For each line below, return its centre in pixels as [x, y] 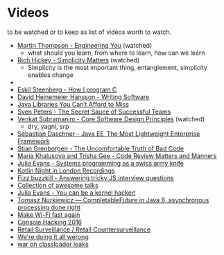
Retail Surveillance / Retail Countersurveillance [84, 229]
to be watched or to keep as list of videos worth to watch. [89, 32]
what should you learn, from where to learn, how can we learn [116, 53]
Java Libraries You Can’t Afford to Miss [73, 104]
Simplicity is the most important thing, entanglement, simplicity [118, 67]
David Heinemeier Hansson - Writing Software [83, 97]
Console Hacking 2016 [49, 222]
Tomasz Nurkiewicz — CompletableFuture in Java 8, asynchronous [113, 200]
